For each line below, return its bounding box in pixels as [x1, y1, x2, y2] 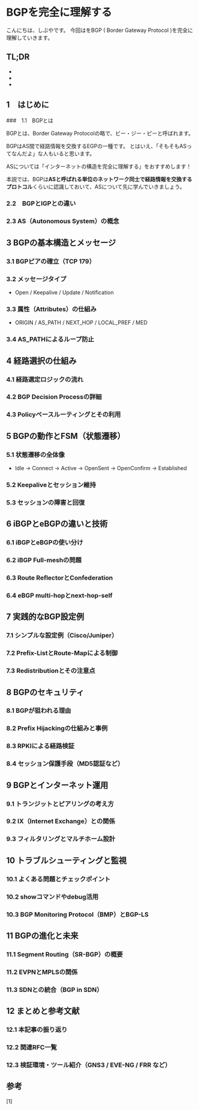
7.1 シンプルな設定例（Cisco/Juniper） [6, 631, 118, 640]
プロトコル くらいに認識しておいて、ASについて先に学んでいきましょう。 [6, 183, 185, 190]
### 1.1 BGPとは [6, 117, 54, 124]
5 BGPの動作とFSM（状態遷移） [6, 431, 125, 441]
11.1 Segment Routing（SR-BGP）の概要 [6, 950, 123, 958]
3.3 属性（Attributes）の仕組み [6, 305, 97, 313]
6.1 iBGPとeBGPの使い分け [6, 538, 83, 547]
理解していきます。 [6, 34, 53, 41]
